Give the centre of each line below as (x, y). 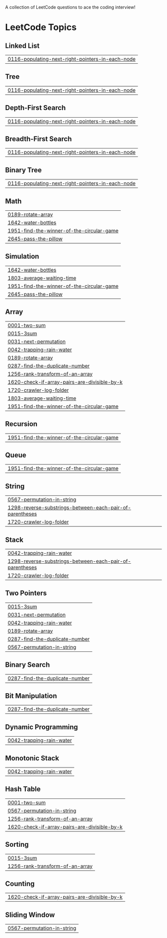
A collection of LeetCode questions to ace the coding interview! (70, 7)
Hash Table (23, 789)
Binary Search (28, 665)
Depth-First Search (36, 108)
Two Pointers (26, 593)
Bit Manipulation (31, 696)
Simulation (22, 256)
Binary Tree (24, 170)
